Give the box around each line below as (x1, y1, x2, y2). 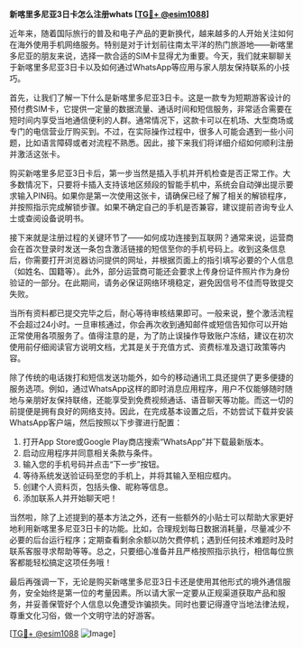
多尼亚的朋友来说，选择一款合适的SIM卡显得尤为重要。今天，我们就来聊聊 (9, 51, 285, 61)
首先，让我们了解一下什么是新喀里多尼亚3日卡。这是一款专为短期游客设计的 (9, 92, 291, 103)
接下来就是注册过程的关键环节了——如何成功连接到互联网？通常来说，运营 (9, 232, 286, 243)
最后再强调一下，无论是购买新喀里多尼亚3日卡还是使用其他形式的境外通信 (9, 577, 283, 587)
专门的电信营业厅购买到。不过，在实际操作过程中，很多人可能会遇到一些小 (9, 126, 286, 136)
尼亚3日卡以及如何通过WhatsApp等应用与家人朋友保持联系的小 (48, 62, 282, 72)
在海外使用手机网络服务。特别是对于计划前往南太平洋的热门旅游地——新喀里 (9, 40, 294, 50)
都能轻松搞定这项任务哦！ (16, 557, 113, 568)
